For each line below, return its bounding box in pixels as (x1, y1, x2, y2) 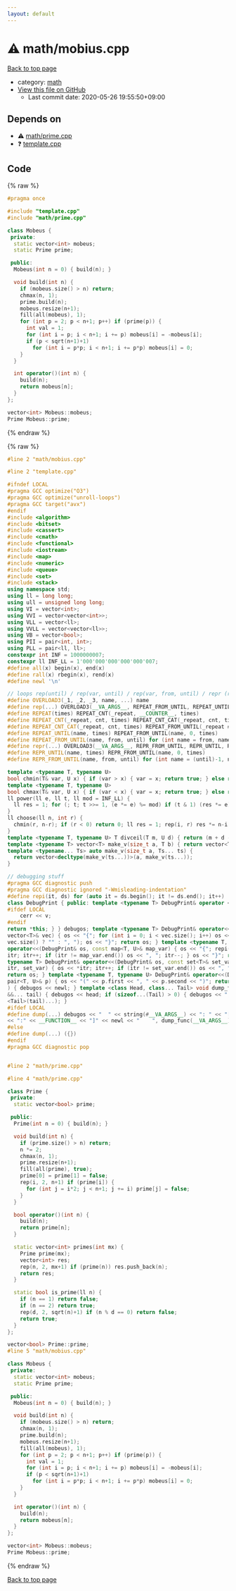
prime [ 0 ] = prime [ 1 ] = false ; (20, 1172, 109, 1179)
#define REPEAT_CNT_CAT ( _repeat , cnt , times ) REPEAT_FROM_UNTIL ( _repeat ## (7, 723, 234, 730)
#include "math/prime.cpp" (7, 214, 86, 221)
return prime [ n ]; (20, 1224, 71, 1231)
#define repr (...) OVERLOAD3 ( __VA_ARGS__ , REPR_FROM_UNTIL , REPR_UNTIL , (7, 743, 225, 750)
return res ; (20, 1270, 55, 1277)
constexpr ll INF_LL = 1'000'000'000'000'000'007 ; (7, 658, 159, 665)
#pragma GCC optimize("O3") (7, 488, 90, 495)
